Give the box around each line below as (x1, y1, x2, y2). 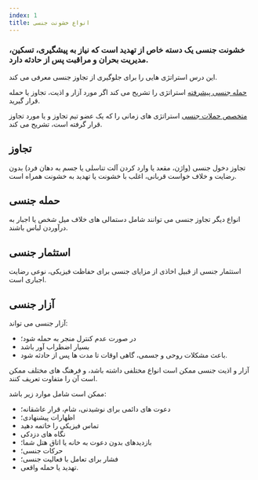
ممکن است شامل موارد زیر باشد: (9, 389, 107, 398)
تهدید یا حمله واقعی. (20, 463, 79, 472)
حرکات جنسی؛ (20, 446, 64, 456)
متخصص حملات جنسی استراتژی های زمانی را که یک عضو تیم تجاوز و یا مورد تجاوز (9, 111, 248, 120)
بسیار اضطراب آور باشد (20, 342, 89, 351)
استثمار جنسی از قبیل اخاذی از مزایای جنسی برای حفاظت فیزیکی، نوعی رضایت (9, 267, 242, 276)
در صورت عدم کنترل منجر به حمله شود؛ (20, 334, 136, 344)
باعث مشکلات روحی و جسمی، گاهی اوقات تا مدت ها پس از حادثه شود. (20, 351, 228, 360)
